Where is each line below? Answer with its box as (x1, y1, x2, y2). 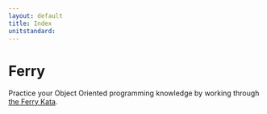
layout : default (8, 11, 63, 20)
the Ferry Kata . (8, 97, 58, 107)
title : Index (8, 19, 52, 27)
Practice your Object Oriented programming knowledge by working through (8, 88, 260, 98)
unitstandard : (8, 27, 56, 35)
